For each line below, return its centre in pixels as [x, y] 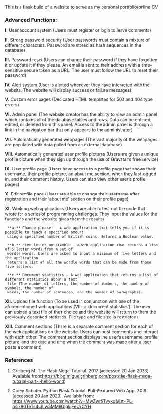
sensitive [14, 70]
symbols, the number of [29, 288]
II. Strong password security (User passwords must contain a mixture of [78, 40]
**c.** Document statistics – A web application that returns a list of [83, 275]
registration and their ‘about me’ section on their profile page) [67, 199]
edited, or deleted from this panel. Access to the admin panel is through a [79, 125]
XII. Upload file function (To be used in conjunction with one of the [72, 301]
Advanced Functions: [31, 20]
